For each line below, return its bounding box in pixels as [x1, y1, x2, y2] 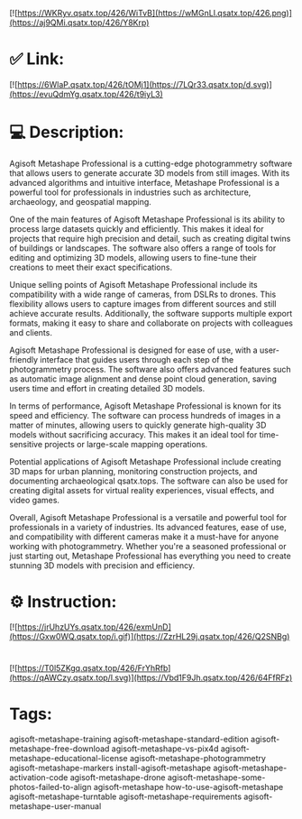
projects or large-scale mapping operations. [44, 438, 208, 449]
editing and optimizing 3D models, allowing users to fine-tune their [9, 252, 257, 262]
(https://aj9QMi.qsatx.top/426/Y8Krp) [9, 17, 150, 28]
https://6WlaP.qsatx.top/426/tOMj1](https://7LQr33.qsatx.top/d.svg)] [17, 78, 272, 89]
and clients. [9, 327, 52, 337]
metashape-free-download [9, 743, 110, 754]
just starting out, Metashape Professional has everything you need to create [9, 550, 291, 561]
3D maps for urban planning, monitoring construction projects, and [9, 465, 258, 476]
